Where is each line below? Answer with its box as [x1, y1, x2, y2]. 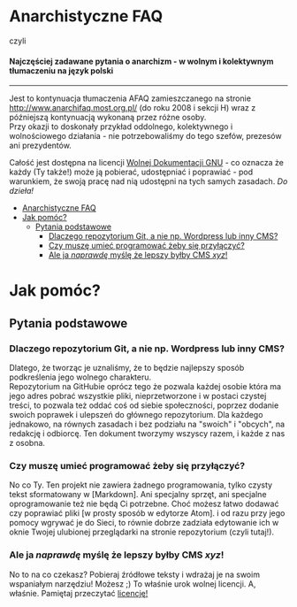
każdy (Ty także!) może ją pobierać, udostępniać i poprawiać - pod [9, 166, 254, 178]
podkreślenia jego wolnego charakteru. [9, 372, 152, 382]
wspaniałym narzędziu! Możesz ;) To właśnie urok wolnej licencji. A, [9, 578, 256, 589]
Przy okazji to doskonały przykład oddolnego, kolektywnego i [9, 121, 233, 132]
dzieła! [9, 186, 34, 196]
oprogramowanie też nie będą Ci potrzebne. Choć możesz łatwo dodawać [9, 498, 279, 510]
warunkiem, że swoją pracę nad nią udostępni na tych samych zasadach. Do [9, 176, 288, 187]
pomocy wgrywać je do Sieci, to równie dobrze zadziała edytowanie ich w [9, 518, 279, 528]
